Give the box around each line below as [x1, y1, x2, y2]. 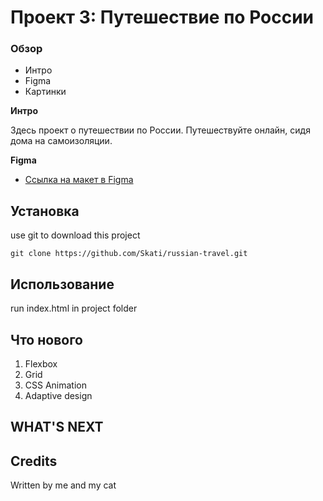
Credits [10, 452, 58, 470]
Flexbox [24, 357, 58, 370]
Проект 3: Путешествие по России [10, 6, 315, 29]
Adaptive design [24, 389, 93, 401]
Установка [10, 202, 80, 220]
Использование [10, 276, 115, 293]
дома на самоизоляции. [10, 135, 113, 147]
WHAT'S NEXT [10, 419, 104, 436]
